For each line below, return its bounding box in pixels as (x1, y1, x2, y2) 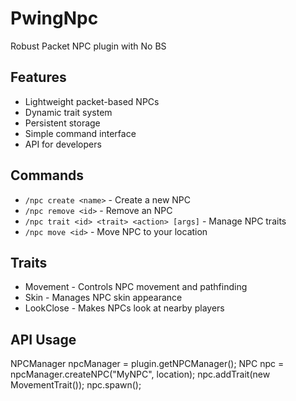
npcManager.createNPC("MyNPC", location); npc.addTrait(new (10, 368, 271, 381)
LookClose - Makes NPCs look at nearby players (24, 302, 225, 314)
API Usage (10, 331, 77, 348)
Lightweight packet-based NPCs (24, 95, 160, 107)
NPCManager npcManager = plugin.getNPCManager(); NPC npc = (10, 358, 285, 370)
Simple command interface (24, 127, 137, 139)
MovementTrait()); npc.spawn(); (10, 379, 142, 391)
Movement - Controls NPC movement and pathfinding (24, 281, 248, 293)
